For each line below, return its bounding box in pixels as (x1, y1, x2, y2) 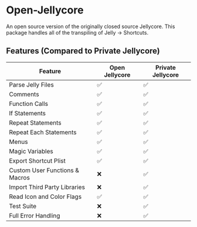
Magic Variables (9, 147, 54, 155)
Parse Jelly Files (9, 80, 54, 88)
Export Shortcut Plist (9, 156, 66, 164)
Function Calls (9, 99, 49, 108)
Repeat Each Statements (9, 128, 77, 136)
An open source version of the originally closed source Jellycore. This (6, 23, 175, 30)
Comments (9, 90, 39, 98)
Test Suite (9, 202, 37, 210)
